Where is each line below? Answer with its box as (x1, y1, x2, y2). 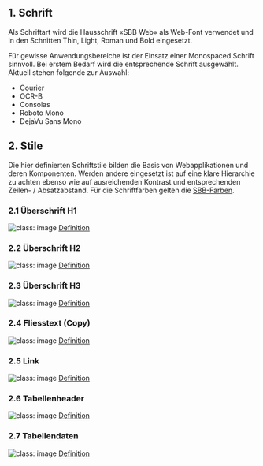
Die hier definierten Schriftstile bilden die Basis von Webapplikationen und (8, 160, 249, 170)
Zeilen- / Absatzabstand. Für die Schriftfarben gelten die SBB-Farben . (8, 185, 235, 195)
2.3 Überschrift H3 (8, 280, 81, 291)
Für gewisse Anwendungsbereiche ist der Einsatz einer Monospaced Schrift (8, 50, 254, 60)
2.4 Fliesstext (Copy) (8, 318, 91, 329)
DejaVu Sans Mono (19, 116, 82, 125)
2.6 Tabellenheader (8, 393, 85, 404)
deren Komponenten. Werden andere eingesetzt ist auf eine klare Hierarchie (8, 169, 255, 178)
